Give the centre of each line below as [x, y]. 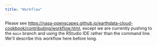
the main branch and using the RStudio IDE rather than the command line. [78, 33]
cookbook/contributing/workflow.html [43, 28]
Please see [16, 23]
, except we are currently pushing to [116, 28]
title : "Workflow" [24, 9]
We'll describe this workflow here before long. [51, 38]
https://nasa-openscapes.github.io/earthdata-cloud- [80, 23]
